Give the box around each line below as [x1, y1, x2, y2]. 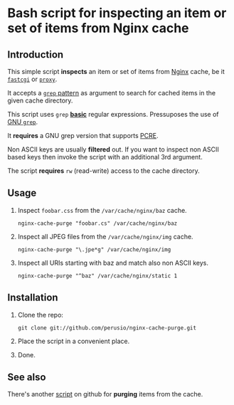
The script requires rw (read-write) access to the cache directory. [7, 167, 201, 175]
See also [7, 372, 46, 384]
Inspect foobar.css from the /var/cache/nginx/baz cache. [17, 206, 187, 214]
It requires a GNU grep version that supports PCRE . [7, 132, 159, 140]
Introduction [7, 48, 64, 61]
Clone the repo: [17, 310, 64, 319]
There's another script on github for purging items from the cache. [7, 390, 203, 399]
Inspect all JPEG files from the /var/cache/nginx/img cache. [17, 232, 193, 241]
